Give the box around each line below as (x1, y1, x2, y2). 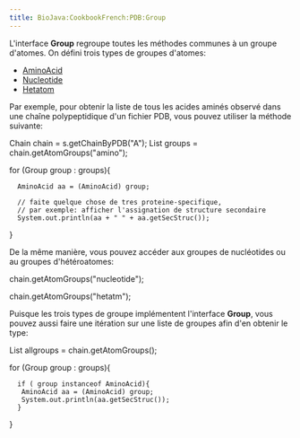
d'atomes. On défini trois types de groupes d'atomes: (9, 47, 206, 58)
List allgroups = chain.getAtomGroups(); (9, 345, 158, 355)
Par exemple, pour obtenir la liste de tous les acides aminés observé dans (9, 101, 281, 112)
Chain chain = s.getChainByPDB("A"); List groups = (9, 137, 199, 148)
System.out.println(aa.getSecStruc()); (21, 395, 170, 404)
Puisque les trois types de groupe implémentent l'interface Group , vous (9, 308, 273, 319)
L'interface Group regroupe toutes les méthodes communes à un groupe (9, 38, 278, 48)
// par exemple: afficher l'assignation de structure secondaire (17, 206, 267, 215)
